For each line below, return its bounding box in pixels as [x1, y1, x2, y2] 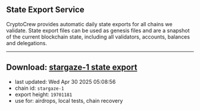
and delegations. [6, 39, 48, 46]
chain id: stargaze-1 [14, 84, 64, 92]
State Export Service [6, 5, 85, 15]
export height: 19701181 [14, 90, 73, 98]
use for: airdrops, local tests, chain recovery [14, 97, 123, 104]
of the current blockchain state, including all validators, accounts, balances [6, 33, 190, 40]
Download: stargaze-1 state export [6, 62, 137, 73]
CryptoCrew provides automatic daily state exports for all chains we [6, 20, 173, 27]
